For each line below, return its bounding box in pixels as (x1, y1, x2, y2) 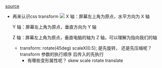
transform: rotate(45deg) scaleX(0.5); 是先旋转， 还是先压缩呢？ (19, 45, 152, 51)
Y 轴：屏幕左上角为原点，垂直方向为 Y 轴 (12, 24, 97, 30)
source (5, 3, 20, 9)
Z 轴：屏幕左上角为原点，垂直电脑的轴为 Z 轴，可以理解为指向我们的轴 (12, 35, 158, 40)
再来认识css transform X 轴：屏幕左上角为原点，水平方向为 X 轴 (12, 13, 150, 19)
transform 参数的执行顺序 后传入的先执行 (19, 51, 104, 57)
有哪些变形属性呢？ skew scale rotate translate (27, 58, 123, 63)
